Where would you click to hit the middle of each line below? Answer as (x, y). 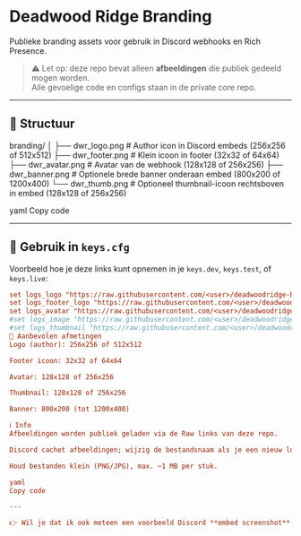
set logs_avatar (39, 311)
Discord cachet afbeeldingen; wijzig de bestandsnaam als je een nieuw (146, 450)
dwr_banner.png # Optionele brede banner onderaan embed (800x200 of (145, 174)
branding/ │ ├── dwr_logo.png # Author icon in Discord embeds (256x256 (147, 145)
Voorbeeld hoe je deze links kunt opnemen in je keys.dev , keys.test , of (140, 268)
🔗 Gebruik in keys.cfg (69, 247)
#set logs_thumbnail (48, 328)
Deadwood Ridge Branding (111, 17)
